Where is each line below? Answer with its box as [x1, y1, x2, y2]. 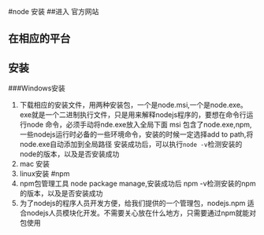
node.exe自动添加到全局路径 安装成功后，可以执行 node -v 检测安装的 [19, 140, 243, 149]
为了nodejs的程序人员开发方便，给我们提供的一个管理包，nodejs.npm [19, 199, 246, 208]
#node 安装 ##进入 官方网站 [8, 7, 99, 16]
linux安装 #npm [19, 169, 70, 178]
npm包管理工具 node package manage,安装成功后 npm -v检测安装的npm [19, 179, 256, 189]
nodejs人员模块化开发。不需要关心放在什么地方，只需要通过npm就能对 [26, 208, 257, 218]
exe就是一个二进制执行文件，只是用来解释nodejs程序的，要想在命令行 [19, 110, 247, 119]
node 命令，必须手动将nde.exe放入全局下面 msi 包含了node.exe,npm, [26, 120, 252, 130]
